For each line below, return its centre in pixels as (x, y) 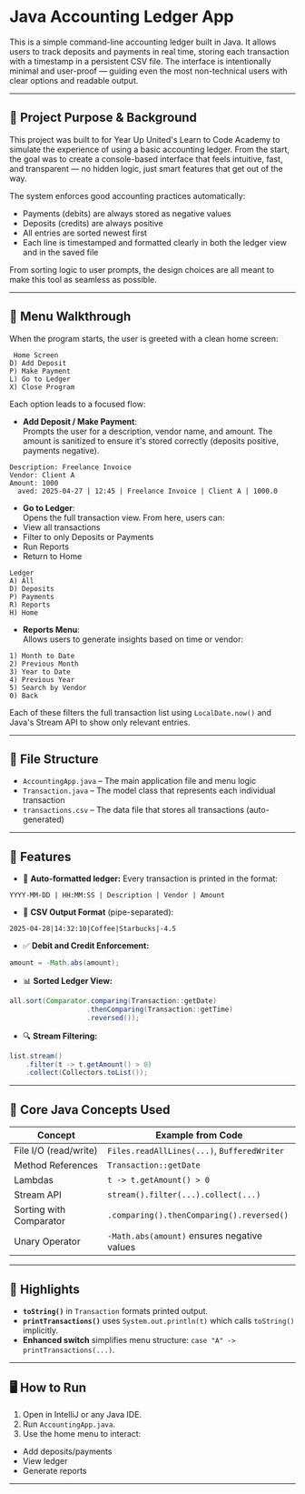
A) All (22, 581)
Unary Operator (47, 1241)
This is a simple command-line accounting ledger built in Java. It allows (143, 42)
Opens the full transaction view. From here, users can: (123, 517)
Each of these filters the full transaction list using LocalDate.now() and (141, 712)
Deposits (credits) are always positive (93, 223)
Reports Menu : (51, 629)
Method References (56, 1166)
